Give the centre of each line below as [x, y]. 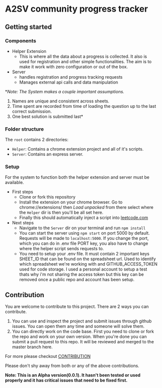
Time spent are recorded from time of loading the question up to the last [84, 106]
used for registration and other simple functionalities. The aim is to [85, 61]
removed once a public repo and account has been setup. [77, 280]
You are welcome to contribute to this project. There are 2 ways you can [77, 306]
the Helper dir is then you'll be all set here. [61, 213]
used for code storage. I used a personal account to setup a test [83, 269]
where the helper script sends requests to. [61, 249]
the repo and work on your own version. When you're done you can [79, 337]
